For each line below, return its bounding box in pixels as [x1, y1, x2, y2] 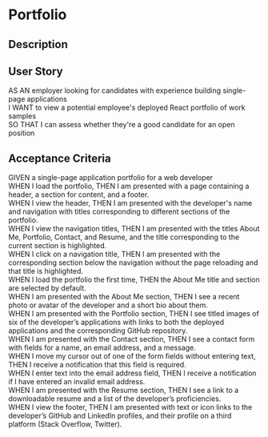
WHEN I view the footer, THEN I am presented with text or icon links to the [8, 403, 253, 412]
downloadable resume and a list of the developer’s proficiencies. [8, 394, 222, 403]
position [8, 128, 35, 138]
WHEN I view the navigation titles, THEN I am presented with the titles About [8, 224, 260, 234]
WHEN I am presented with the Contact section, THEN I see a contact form [8, 335, 255, 344]
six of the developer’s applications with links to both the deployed [8, 318, 225, 327]
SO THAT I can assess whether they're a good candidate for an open [8, 120, 235, 130]
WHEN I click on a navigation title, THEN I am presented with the [8, 250, 221, 259]
